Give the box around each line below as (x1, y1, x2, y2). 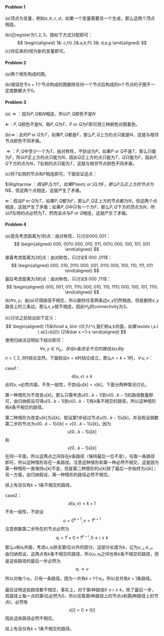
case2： (5, 492, 22, 498)
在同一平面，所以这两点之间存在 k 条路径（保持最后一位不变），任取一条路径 (5, 453, 155, 459)
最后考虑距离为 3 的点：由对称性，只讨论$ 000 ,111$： (5, 276, 111, 282)
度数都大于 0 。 (9, 88, 38, 94)
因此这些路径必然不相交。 (5, 615, 57, 621)
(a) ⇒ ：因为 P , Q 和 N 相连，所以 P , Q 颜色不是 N (5, 111, 96, 117)
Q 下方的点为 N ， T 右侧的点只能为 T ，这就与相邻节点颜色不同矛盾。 (5, 160, 137, 166)
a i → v (75, 566, 89, 573)
